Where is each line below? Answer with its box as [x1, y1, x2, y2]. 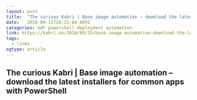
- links [11, 41, 30, 47]
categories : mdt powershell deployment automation [6, 24, 133, 31]
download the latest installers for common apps [6, 77, 185, 87]
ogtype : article [6, 47, 46, 52]
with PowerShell [6, 86, 67, 96]
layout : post [6, 8, 38, 15]
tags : [6, 35, 19, 41]
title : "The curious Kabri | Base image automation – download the [6, 14, 177, 20]
